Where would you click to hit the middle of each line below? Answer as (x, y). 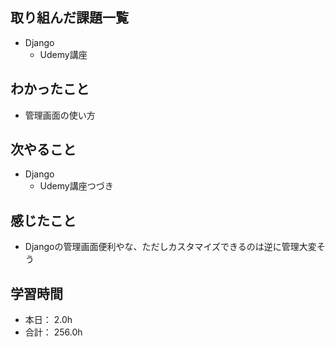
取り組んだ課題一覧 (69, 18)
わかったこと (50, 89)
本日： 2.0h (48, 320)
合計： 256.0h (53, 332)
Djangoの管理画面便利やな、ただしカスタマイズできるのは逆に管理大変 (170, 247)
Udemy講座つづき (76, 186)
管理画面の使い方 (60, 115)
